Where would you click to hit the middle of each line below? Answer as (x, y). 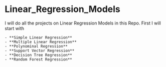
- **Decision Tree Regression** (38, 55)
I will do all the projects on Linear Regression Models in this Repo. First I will (83, 23)
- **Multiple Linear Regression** (41, 42)
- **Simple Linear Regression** (38, 37)
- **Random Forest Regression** (38, 59)
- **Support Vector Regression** (40, 50)
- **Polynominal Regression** (36, 46)
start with (15, 28)
